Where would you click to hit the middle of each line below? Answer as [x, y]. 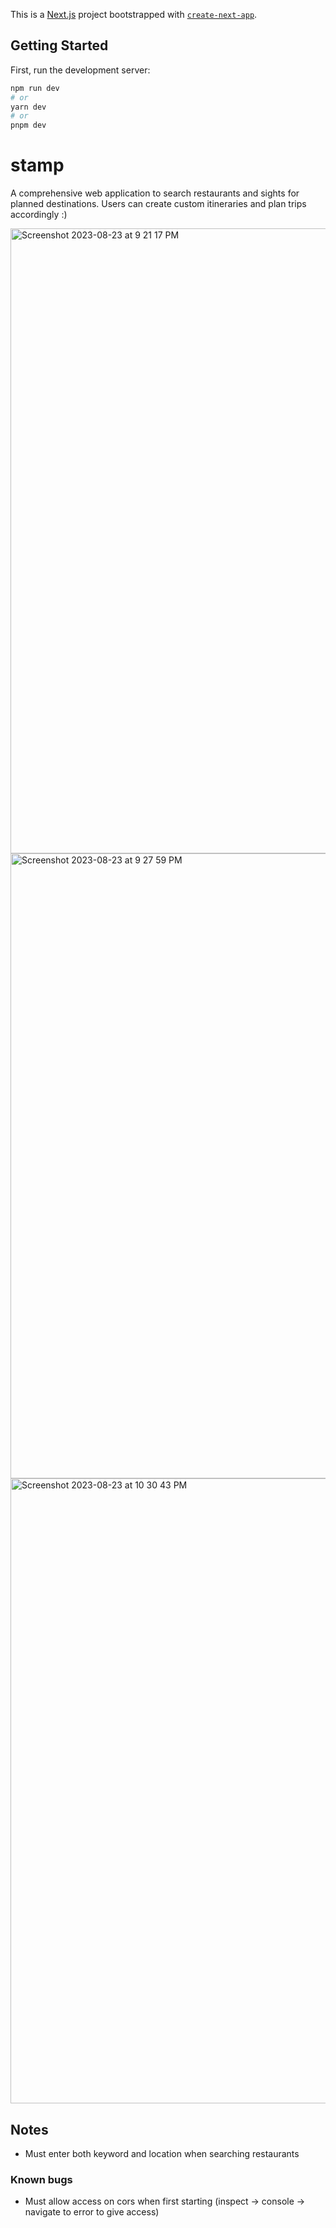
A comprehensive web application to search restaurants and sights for [155, 193]
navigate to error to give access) [92, 2212]
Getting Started [59, 45]
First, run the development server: [80, 70]
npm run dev [35, 88]
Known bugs [41, 2179]
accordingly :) [39, 215]
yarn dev [28, 107]
